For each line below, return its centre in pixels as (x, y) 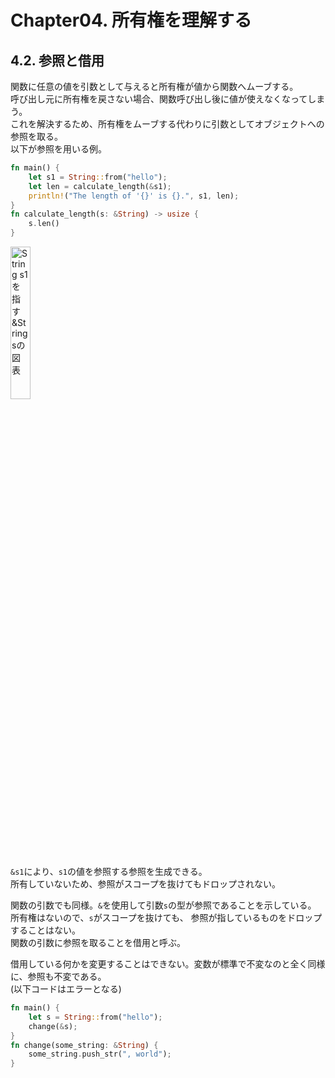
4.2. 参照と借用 (57, 60)
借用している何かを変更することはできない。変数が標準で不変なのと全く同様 (168, 964)
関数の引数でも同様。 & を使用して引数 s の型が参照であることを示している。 (163, 905)
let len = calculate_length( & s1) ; (100, 186)
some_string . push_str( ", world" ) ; (100, 1054)
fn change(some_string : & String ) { (84, 1045)
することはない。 (45, 930)
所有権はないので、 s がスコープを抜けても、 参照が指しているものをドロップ (166, 917)
